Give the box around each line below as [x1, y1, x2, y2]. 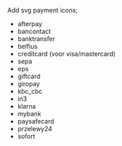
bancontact [17, 28, 51, 35]
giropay [17, 80, 40, 87]
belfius [17, 42, 38, 50]
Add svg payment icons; [7, 6, 78, 14]
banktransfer [17, 35, 55, 43]
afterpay [17, 20, 42, 28]
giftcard [17, 72, 41, 80]
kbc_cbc [17, 87, 43, 95]
